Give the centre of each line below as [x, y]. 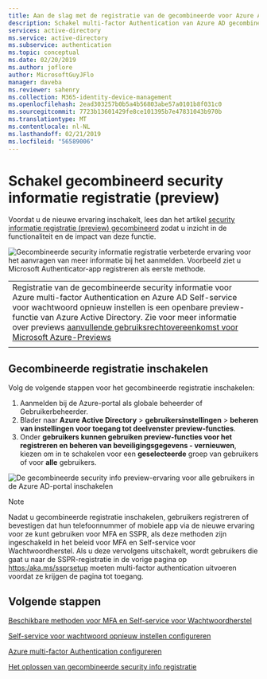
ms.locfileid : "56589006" [51, 141]
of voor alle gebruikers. [58, 462]
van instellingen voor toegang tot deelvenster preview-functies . [128, 429]
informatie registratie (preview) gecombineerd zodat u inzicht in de [118, 228]
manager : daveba [35, 82]
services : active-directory [55, 30]
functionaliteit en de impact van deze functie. [82, 236]
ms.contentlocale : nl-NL [49, 127]
